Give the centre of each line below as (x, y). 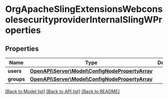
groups (16, 79)
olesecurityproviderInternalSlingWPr (84, 20)
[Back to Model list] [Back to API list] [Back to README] (62, 91)
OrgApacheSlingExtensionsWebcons (84, 9)
